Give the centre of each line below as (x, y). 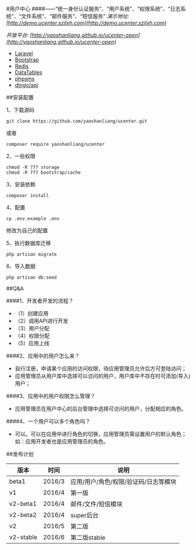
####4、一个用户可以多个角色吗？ (48, 421)
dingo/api (26, 85)
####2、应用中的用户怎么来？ (43, 356)
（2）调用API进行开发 (41, 321)
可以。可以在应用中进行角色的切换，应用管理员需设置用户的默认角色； (101, 434)
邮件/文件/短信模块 (97, 504)
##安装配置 (20, 97)
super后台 (85, 515)
